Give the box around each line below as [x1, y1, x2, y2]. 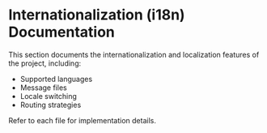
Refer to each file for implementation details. [8, 115, 156, 125]
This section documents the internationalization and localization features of [8, 49, 260, 59]
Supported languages [19, 74, 93, 84]
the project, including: [8, 58, 82, 68]
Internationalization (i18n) [8, 6, 185, 24]
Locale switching [19, 91, 77, 101]
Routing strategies [19, 100, 82, 109]
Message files [19, 83, 67, 92]
